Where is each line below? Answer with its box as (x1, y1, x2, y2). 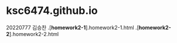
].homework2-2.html (9, 30, 59, 37)
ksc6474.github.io (6, 4, 98, 17)
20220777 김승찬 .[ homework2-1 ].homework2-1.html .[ (6, 24, 139, 31)
